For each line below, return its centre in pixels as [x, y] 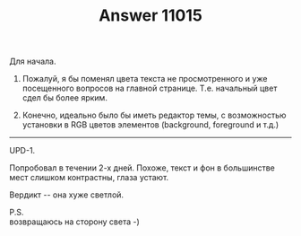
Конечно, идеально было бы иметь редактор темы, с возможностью [154, 115]
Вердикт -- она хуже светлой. [66, 195]
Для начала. [33, 61]
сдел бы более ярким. [64, 98]
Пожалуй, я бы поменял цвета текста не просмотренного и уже [145, 79]
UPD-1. [22, 151]
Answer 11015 [150, 16]
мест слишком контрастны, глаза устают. [89, 178]
